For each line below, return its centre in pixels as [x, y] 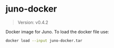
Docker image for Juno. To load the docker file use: [57, 32]
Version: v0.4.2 [33, 22]
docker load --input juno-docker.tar [44, 40]
